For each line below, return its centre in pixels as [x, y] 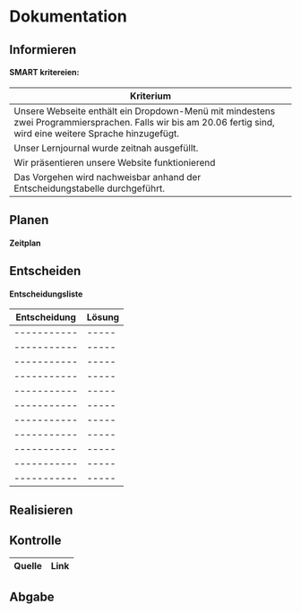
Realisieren [41, 509]
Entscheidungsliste [46, 294]
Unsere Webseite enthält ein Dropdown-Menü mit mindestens [145, 111]
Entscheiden [45, 271]
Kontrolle [35, 541]
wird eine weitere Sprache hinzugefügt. [97, 134]
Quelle [28, 566]
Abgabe [32, 596]
